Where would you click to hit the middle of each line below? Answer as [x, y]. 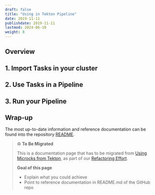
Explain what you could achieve [56, 177]
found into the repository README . [40, 134]
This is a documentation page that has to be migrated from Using [82, 153]
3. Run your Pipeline [36, 101]
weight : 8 [15, 32]
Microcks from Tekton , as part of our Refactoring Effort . [72, 159]
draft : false [18, 9]
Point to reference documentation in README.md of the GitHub [87, 182]
